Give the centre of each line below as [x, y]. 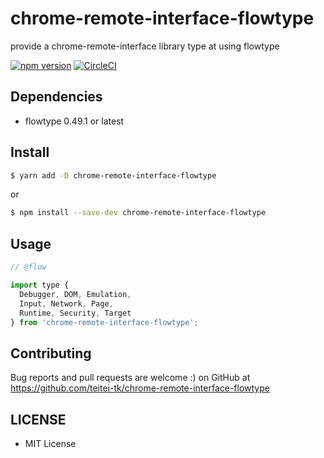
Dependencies [56, 97]
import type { [40, 285]
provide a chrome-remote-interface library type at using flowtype [145, 46]
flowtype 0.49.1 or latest [74, 121]
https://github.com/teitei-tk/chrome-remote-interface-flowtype [140, 388]
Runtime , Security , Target [75, 313]
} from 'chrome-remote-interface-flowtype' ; [104, 322]
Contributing [51, 353]
